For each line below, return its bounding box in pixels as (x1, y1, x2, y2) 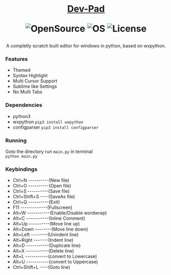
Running (5, 136, 27, 144)
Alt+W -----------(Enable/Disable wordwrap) (12, 210, 108, 216)
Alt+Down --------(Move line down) (12, 226, 89, 233)
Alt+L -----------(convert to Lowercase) (12, 254, 97, 260)
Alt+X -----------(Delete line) (12, 248, 74, 254)
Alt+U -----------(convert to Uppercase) (12, 259, 98, 265)
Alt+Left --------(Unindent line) (12, 232, 79, 238)
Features (5, 56, 28, 63)
